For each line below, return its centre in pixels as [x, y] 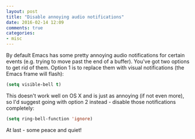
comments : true [25, 28]
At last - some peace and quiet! [44, 130]
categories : [20, 33]
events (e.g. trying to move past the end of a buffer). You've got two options [98, 61]
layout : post [22, 11]
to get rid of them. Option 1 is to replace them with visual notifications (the [95, 67]
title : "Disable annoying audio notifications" [65, 17]
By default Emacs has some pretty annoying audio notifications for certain [95, 55]
